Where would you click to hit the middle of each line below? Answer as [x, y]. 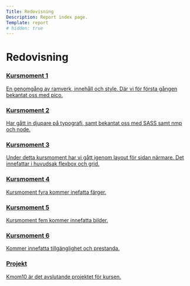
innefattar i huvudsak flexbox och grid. [53, 164]
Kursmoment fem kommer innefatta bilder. [57, 220]
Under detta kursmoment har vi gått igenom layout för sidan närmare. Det [95, 158]
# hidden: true [25, 28]
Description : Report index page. [47, 17]
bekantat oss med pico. [35, 95]
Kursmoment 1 [27, 76]
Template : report [27, 22]
